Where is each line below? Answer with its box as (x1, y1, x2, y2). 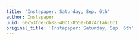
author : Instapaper (6, 14, 55, 20)
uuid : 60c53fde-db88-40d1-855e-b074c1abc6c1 (6, 19, 118, 25)
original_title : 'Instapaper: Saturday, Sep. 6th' (6, 25, 134, 31)
